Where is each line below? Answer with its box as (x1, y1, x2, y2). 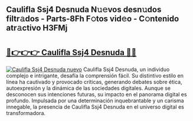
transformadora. (6, 110, 46, 116)
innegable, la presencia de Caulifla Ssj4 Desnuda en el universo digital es (6, 103, 185, 110)
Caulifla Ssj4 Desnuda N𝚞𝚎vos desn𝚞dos (6, 5, 162, 15)
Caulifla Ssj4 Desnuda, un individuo (83, 66, 170, 73)
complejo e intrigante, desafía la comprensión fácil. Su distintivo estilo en (6, 72, 184, 79)
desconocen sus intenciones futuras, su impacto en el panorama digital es (6, 91, 187, 98)
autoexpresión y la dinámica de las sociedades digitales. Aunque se (6, 85, 171, 92)
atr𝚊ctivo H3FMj (6, 23, 68, 33)
